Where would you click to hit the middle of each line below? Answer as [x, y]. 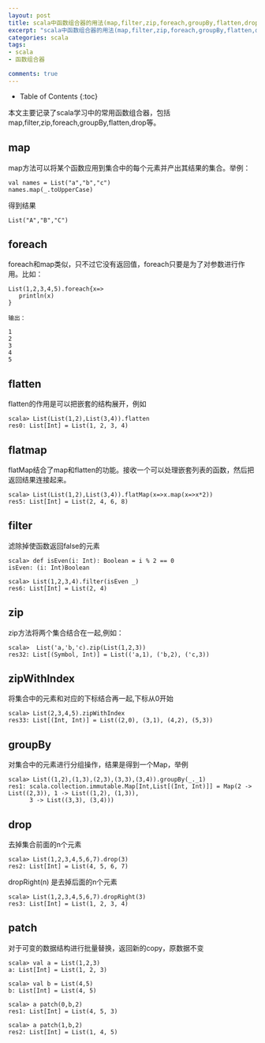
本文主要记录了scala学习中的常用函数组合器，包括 [90, 112]
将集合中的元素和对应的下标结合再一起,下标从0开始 [91, 699]
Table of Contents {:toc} [59, 96]
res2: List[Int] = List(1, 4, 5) [63, 1032]
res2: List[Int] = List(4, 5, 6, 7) [68, 867]
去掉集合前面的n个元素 [45, 845]
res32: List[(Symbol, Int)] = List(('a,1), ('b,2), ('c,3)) [109, 655]
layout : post [30, 15]
